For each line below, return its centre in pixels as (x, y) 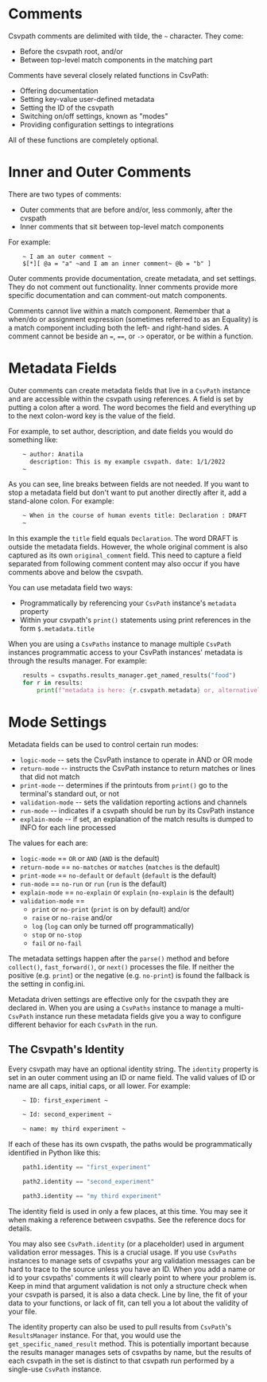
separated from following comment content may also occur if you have (124, 564)
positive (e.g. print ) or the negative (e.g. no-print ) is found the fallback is (129, 975)
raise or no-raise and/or (72, 918)
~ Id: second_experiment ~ (67, 1115)
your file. (23, 1311)
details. (20, 1228)
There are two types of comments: (65, 194)
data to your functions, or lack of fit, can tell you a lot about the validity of (128, 1302)
